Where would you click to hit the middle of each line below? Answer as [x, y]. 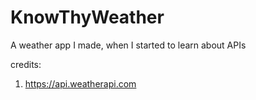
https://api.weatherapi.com [80, 83]
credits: [26, 64]
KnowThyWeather [87, 17]
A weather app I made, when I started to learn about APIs [128, 45]
